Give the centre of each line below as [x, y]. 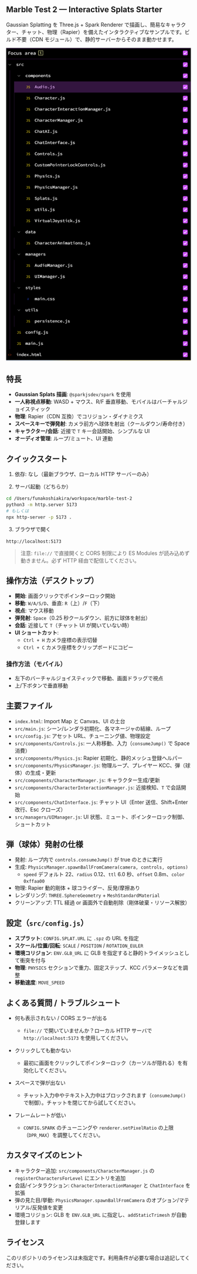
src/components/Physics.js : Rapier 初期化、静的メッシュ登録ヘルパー [98, 758]
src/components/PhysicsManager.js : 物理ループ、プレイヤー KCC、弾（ [100, 765]
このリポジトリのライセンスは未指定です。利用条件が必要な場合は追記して [96, 1258]
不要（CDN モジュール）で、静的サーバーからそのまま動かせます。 [96, 39]
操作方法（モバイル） [36, 664]
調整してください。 [80, 1135]
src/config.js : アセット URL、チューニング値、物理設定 [82, 736]
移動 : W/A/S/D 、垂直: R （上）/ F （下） [59, 603]
